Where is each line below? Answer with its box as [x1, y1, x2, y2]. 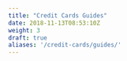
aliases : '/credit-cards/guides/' [8, 41, 122, 49]
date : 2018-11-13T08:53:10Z [8, 19, 101, 27]
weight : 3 [8, 26, 41, 34]
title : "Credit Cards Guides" [8, 11, 108, 20]
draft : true [8, 33, 47, 42]
